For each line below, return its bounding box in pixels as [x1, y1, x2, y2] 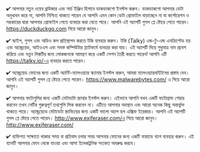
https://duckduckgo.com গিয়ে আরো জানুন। [6, 25, 100, 32]
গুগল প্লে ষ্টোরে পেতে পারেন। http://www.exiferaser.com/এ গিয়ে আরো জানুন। [6, 114, 158, 122]
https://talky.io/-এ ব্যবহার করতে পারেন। [6, 57, 87, 64]
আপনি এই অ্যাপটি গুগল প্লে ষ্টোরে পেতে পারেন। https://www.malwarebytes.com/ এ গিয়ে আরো [6, 76, 190, 83]
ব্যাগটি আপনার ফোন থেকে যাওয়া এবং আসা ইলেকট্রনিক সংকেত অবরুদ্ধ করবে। [6, 139, 137, 147]
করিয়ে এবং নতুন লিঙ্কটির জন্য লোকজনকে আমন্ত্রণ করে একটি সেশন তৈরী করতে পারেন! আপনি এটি [6, 51, 167, 57]
